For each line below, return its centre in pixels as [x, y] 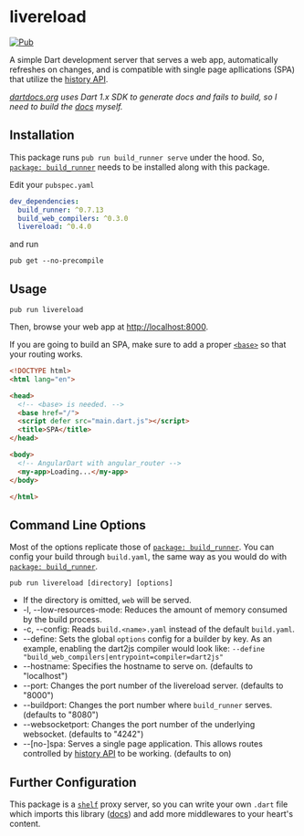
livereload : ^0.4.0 [55, 227]
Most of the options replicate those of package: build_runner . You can [142, 547]
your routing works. [47, 354]
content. [25, 824]
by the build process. [62, 620]
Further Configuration [73, 782]
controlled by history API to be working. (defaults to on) [127, 754]
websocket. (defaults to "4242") [83, 734]
